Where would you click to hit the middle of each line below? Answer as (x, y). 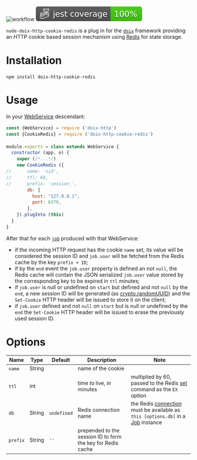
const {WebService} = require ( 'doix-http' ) (61, 128)
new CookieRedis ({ (40, 165)
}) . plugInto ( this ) (40, 215)
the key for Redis (98, 443)
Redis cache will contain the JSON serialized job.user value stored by (99, 274)
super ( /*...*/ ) (37, 159)
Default (61, 360)
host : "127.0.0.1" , (56, 196)
